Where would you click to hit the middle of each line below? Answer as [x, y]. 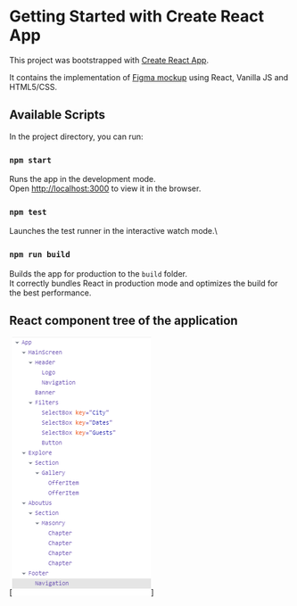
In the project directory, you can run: [76, 137]
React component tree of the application [124, 321]
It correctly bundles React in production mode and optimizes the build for [144, 283]
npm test [28, 212]
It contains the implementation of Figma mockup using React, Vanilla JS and [149, 77]
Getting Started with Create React [137, 17]
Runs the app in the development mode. [82, 179]
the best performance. [50, 293]
